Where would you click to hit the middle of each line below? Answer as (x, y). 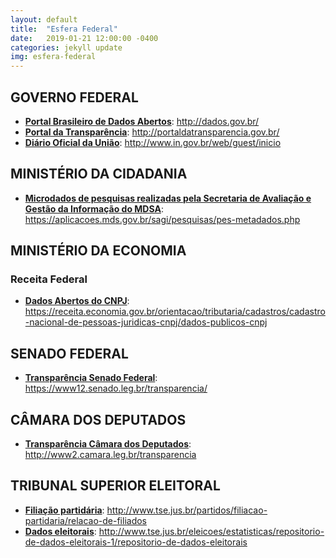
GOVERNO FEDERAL (74, 97)
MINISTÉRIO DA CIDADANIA (99, 174)
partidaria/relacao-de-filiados (85, 520)
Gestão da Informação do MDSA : (94, 208)
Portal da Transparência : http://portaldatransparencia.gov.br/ (152, 132)
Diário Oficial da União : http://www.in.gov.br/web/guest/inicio (153, 142)
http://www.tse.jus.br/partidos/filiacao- (187, 510)
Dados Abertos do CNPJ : (77, 301)
